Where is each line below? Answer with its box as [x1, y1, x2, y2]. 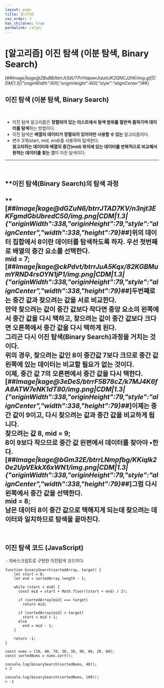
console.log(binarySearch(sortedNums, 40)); [5, 662, 97, 667]
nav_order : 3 [5, 16, 32, 21]
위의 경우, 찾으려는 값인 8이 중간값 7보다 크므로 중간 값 [5, 351, 159, 359]
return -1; [14, 636, 36, 641]
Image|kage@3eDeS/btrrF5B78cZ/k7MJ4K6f [16, 377, 158, 385]
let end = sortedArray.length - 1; [14, 576, 86, 581]
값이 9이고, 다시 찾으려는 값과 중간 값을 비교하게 [12, 410, 147, 419]
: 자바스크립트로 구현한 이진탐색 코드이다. [6, 558, 84, 563]
